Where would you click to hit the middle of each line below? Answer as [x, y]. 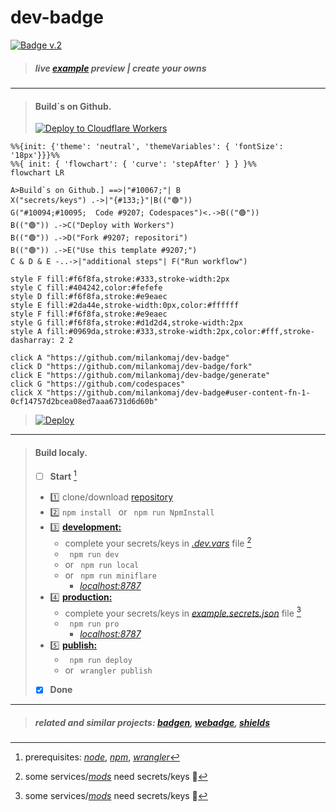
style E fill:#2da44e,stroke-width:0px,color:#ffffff [125, 306]
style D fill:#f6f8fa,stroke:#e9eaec [89, 297]
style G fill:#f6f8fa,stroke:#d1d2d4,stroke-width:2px [127, 323]
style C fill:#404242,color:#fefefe [86, 288]
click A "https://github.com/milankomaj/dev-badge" [120, 358]
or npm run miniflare [110, 575]
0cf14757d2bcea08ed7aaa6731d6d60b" [84, 402]
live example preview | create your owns [120, 68]
